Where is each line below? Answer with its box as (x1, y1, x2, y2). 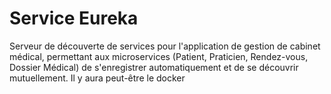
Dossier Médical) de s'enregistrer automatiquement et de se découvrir (9, 61, 299, 73)
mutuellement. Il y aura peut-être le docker (9, 72, 186, 84)
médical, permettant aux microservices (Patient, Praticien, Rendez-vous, (9, 50, 309, 62)
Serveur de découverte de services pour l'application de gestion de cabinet (9, 40, 321, 52)
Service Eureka (9, 7, 139, 30)
